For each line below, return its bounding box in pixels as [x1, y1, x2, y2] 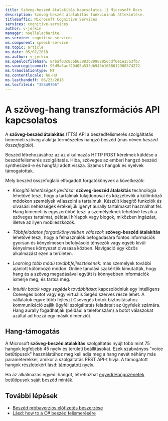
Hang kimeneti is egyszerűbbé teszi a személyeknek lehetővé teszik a [12, 208, 157, 214]
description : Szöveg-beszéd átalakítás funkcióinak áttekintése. [5, 12, 144, 17]
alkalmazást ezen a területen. [12, 250, 73, 257]
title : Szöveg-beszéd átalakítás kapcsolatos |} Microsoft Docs [5, 7, 142, 13]
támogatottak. [5, 167, 34, 174]
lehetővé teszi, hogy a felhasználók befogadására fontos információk [12, 234, 155, 240]
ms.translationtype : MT [5, 68, 55, 73]
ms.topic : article [5, 45, 44, 50]
